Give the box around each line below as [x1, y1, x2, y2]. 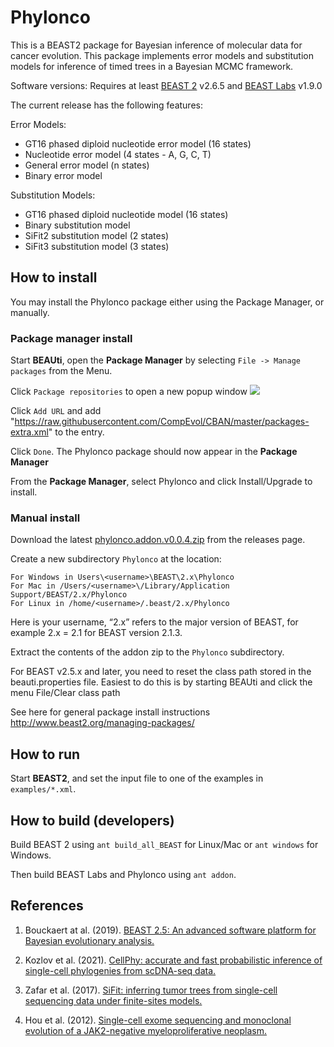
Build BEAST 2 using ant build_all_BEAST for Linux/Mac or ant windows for [10, 838, 319, 850]
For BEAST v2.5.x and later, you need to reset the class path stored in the [10, 666, 312, 678]
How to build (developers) [10, 812, 175, 829]
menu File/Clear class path [10, 687, 121, 699]
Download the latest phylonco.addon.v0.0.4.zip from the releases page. [10, 534, 306, 546]
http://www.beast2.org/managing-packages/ [10, 717, 195, 729]
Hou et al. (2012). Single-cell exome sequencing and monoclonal [24, 1014, 292, 1026]
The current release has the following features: [10, 99, 203, 111]
